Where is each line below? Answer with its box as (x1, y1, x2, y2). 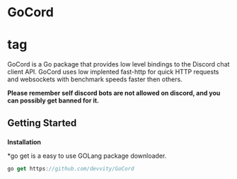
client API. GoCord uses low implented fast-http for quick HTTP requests (7, 68, 219, 76)
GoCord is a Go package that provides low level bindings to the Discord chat (7, 60, 230, 69)
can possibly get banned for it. (7, 96, 100, 105)
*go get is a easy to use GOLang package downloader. (7, 151, 167, 160)
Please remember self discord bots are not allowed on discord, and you (7, 89, 221, 98)
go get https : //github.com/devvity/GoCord (7, 166, 134, 173)
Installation (7, 138, 41, 146)
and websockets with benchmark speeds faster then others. (7, 75, 183, 83)
